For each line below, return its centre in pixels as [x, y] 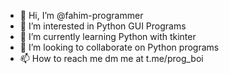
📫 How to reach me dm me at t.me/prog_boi [111, 58]
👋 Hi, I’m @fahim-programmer [81, 15]
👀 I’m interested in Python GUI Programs [103, 26]
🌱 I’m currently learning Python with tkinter [108, 36]
